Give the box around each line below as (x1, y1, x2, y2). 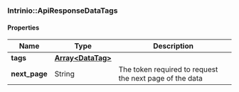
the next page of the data (118, 74, 203, 84)
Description (152, 41, 194, 51)
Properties (7, 23, 40, 32)
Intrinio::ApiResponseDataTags (7, 6, 118, 16)
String (54, 69, 75, 79)
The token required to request (118, 64, 218, 74)
